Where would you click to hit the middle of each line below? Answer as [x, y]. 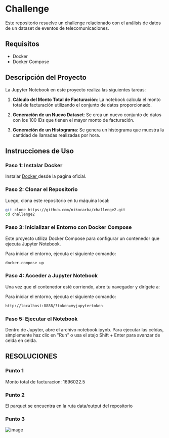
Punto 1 [14, 371]
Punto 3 [15, 419]
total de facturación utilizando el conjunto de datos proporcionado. [82, 105]
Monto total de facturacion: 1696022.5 [45, 381]
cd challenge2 [20, 214]
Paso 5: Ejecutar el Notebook [41, 319]
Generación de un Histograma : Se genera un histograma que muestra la [88, 130]
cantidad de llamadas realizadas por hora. [56, 135]
